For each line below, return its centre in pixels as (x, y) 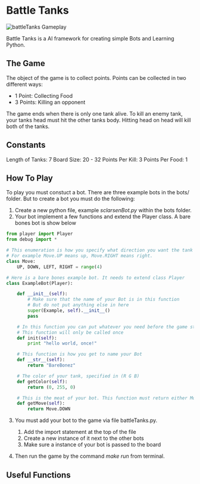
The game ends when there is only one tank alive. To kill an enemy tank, (95, 113)
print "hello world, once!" (62, 343)
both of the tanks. (28, 126)
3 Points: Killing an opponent (50, 102)
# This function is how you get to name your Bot (80, 354)
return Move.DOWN (49, 409)
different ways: (24, 84)
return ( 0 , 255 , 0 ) (52, 387)
